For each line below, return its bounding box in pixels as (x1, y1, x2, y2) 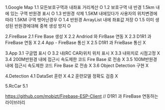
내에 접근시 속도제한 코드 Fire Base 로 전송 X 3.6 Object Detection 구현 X (5, 62, 149, 68)
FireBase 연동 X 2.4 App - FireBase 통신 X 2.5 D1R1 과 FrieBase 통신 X (5, 40, 146, 46)
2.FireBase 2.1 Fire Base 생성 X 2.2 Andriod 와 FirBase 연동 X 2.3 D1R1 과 (5, 34, 152, 39)
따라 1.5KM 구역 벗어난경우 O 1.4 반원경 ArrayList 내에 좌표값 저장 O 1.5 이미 (5, 17, 154, 22)
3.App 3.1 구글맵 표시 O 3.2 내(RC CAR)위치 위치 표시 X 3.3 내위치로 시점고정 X (5, 50, 161, 56)
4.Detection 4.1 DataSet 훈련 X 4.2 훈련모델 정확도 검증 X (5, 73, 118, 79)
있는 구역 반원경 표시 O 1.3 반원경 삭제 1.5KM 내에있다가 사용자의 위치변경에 (10, 10, 158, 16)
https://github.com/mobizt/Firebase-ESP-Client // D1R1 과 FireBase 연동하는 (5, 93, 159, 99)
